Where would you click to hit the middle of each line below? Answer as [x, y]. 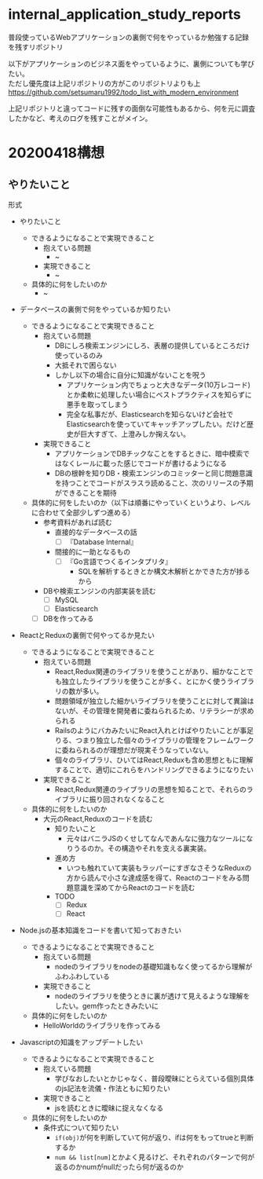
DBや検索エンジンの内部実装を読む [99, 591]
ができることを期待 [86, 492]
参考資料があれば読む [77, 522]
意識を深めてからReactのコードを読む [134, 888]
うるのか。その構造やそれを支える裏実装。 [142, 848]
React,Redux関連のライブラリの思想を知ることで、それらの [151, 789]
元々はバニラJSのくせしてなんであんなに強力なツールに [156, 839]
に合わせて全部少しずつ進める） [83, 512]
